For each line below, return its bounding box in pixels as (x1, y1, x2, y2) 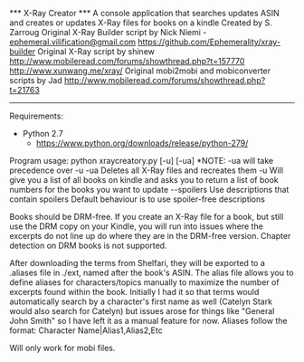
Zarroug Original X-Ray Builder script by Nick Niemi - (9, 27, 207, 37)
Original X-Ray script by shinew (37, 46, 156, 57)
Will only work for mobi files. (9, 343, 116, 353)
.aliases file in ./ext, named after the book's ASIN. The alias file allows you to (9, 267, 294, 278)
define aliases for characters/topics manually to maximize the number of (9, 277, 280, 288)
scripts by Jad (9, 75, 63, 85)
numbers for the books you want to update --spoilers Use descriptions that (9, 185, 290, 195)
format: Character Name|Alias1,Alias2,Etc (9, 325, 163, 336)
